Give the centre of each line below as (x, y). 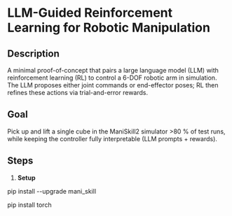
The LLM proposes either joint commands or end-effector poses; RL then (113, 85)
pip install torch (29, 205)
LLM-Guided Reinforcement (90, 13)
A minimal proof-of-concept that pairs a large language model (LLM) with (113, 70)
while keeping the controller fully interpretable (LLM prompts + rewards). (112, 138)
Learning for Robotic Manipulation (109, 28)
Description (33, 53)
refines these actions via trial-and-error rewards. (78, 93)
